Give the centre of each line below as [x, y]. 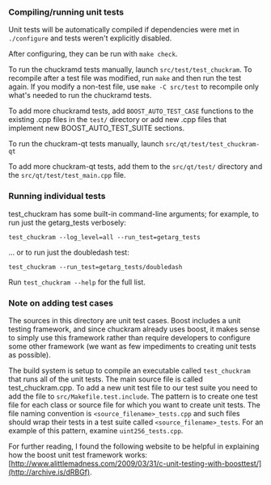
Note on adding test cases [61, 303]
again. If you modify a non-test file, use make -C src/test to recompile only [133, 86]
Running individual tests [57, 196]
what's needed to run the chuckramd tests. [80, 95]
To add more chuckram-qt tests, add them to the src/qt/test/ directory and [135, 167]
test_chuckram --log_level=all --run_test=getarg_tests [104, 237]
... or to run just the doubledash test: [69, 252]
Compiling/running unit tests [66, 12]
